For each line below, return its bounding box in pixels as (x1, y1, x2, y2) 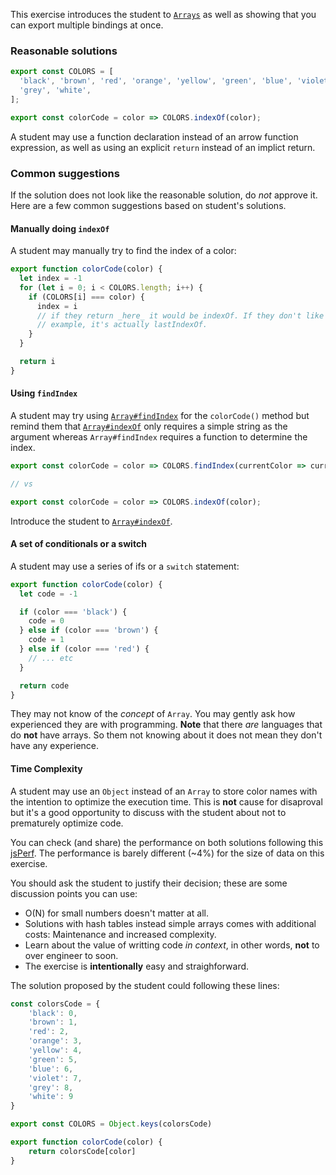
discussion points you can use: (10, 887, 138, 899)
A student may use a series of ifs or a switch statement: (10, 560, 240, 572)
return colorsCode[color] (28, 1146, 137, 1156)
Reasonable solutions (10, 44, 118, 58)
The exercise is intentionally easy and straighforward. (24, 960, 250, 972)
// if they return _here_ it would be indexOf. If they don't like (36, 310, 325, 321)
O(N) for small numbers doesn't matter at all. (24, 907, 210, 919)
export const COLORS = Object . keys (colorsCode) (10, 1119, 213, 1129)
